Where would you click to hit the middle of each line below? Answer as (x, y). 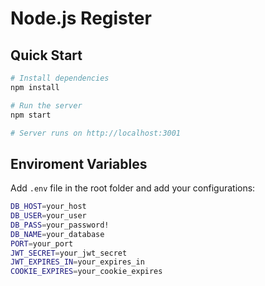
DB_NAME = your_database (57, 234)
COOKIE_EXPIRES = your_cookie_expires (86, 272)
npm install (35, 87)
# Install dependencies (60, 78)
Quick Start (46, 55)
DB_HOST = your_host (48, 207)
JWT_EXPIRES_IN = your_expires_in (77, 262)
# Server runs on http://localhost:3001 (96, 133)
